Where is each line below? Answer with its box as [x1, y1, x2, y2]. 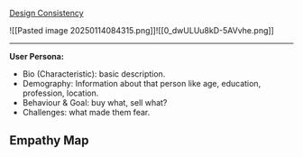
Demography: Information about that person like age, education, [22, 78, 262, 88]
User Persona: [9, 51, 65, 61]
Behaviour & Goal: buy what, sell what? [22, 97, 168, 107]
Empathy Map [9, 133, 89, 148]
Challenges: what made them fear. [22, 107, 151, 117]
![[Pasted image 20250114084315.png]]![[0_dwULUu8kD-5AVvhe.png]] [9, 25, 275, 35]
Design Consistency [9, 8, 84, 18]
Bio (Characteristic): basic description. [22, 69, 166, 79]
